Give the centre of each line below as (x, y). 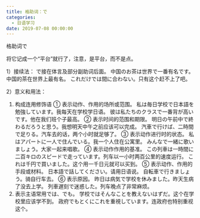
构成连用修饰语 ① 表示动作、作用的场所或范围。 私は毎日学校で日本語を (104, 105)
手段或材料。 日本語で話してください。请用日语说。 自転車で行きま (97, 171)
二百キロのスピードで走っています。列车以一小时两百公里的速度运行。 (101, 156)
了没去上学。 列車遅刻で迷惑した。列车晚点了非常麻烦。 (84, 186)
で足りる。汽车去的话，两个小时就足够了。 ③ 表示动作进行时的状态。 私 (104, 134)
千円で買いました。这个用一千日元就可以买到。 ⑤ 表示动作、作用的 (109, 164)
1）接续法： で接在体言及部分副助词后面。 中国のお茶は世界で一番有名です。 (100, 72)
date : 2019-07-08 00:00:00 (40, 28)
